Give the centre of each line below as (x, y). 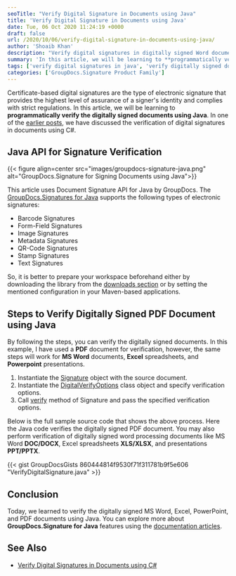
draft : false (26, 33)
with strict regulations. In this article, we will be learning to (91, 107)
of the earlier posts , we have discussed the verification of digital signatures (116, 122)
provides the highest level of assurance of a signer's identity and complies (115, 100)
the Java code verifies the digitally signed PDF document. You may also (111, 428)
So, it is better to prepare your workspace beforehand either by (99, 277)
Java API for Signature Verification (85, 152)
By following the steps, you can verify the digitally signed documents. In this (118, 342)
